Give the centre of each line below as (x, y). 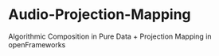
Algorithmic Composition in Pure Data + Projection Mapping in (110, 36)
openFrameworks (37, 44)
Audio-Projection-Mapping (100, 15)
